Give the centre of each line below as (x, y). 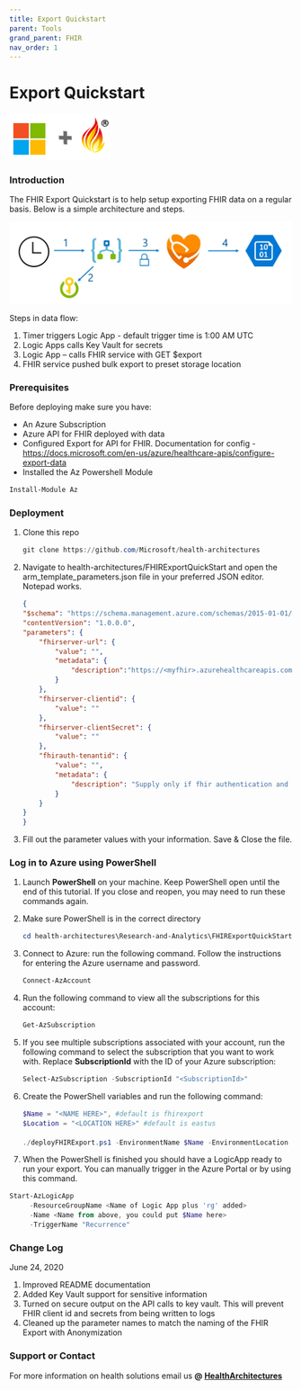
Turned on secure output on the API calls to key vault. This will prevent (153, 1304)
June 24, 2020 (37, 1268)
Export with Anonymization (72, 1332)
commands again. (55, 901)
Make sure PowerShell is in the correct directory (111, 919)
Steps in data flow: (44, 318)
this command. (50, 1179)
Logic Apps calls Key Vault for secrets (93, 345)
